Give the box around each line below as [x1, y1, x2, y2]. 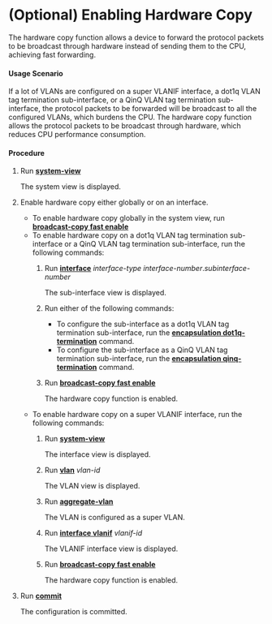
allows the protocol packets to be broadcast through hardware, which [8, 121, 241, 131]
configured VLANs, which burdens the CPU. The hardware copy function [8, 112, 253, 123]
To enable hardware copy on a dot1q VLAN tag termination [32, 230, 229, 240]
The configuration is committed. [19, 607, 127, 617]
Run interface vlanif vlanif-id [44, 528, 143, 538]
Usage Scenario [8, 68, 63, 78]
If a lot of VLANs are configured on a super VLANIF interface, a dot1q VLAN [8, 87, 261, 97]
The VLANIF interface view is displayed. [44, 544, 179, 553]
